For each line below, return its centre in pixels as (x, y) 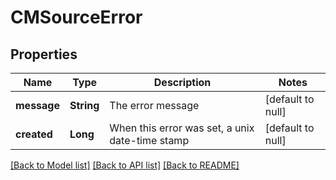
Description (182, 82)
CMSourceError (76, 17)
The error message (154, 105)
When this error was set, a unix (182, 128)
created (34, 134)
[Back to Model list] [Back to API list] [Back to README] (125, 165)
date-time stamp (149, 140)
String (84, 105)
